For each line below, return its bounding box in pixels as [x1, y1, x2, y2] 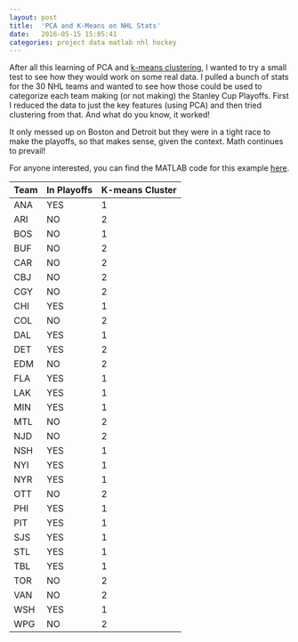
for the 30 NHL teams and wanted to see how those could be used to [9, 81, 262, 92]
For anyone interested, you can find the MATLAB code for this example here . [9, 163, 290, 173]
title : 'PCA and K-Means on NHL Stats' [9, 21, 162, 30]
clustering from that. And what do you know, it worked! [9, 109, 211, 120]
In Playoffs [46, 184, 93, 197]
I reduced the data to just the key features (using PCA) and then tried [9, 100, 262, 111]
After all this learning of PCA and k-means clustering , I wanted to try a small [9, 62, 287, 73]
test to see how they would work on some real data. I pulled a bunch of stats [9, 72, 289, 83]
